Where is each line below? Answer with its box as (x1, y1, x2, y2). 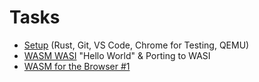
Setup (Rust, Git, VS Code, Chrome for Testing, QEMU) (23, 39, 250, 51)
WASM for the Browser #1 (23, 60, 131, 72)
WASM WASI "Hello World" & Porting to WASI (23, 49, 211, 61)
